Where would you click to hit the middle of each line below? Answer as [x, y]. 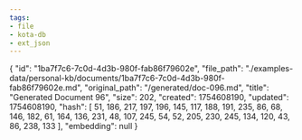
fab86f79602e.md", [46, 88]
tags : [19, 18]
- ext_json [30, 43]
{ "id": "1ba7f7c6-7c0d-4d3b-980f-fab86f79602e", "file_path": [127, 69]
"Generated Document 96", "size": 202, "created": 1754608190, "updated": [149, 98]
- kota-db [28, 34]
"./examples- [269, 69]
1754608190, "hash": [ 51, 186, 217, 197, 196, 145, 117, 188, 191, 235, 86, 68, [146, 107]
